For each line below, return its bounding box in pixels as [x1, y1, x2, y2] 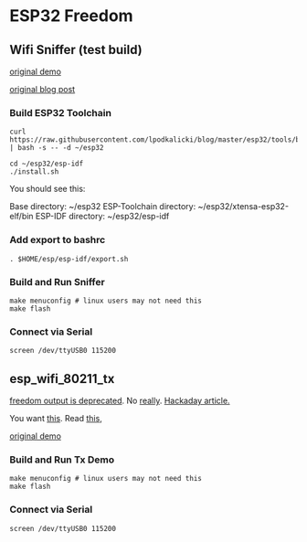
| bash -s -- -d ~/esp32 [9, 143, 104, 153]
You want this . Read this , [9, 413, 102, 423]
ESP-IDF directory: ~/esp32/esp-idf [35, 211, 170, 222]
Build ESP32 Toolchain [9, 106, 112, 119]
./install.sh [9, 167, 59, 176]
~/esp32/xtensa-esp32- [197, 201, 290, 212]
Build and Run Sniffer [9, 275, 105, 288]
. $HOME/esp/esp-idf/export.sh [9, 254, 129, 263]
